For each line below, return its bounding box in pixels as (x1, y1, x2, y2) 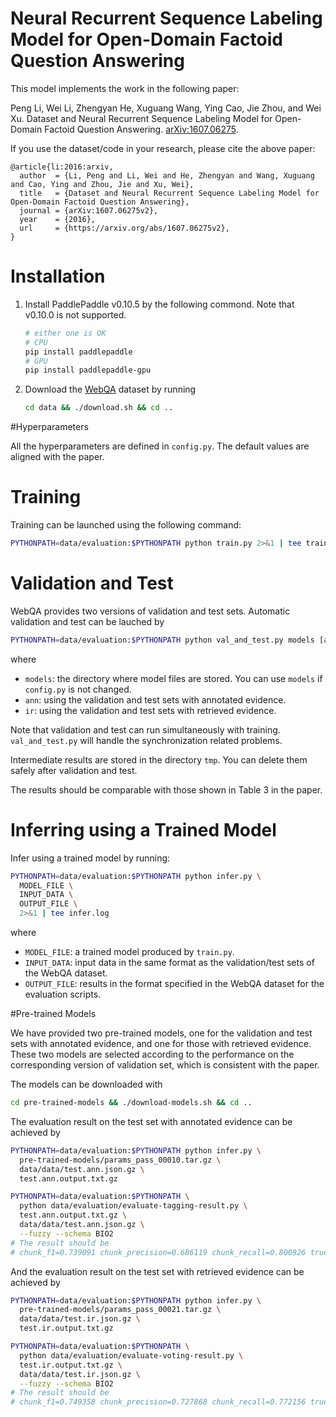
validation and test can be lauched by (10, 615, 165, 627)
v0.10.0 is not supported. (24, 308, 127, 321)
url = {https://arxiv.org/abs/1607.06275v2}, (19, 223, 230, 233)
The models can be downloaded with (10, 1078, 163, 1091)
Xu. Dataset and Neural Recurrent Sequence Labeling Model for (10, 112, 273, 124)
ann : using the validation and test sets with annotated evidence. (24, 693, 287, 706)
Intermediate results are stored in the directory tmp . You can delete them (10, 753, 308, 766)
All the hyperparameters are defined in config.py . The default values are (10, 440, 310, 452)
